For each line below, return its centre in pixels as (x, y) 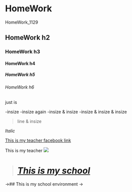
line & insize (29, 122)
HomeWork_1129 (22, 22)
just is (11, 102)
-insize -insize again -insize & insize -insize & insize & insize (66, 112)
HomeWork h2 (28, 38)
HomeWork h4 (20, 63)
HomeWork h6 (20, 87)
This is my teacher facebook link (38, 140)
